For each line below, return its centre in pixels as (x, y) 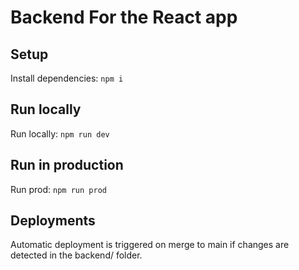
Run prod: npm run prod (58, 189)
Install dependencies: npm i (67, 78)
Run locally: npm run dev (60, 133)
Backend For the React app (124, 17)
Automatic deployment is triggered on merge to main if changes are (150, 245)
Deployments (53, 221)
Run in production (67, 165)
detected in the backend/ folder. (76, 255)
